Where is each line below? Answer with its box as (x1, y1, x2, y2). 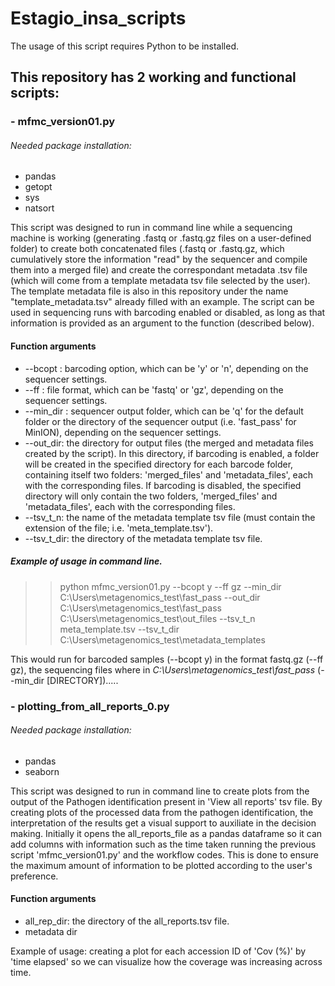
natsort (24, 202, 55, 214)
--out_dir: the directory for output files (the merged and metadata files (24, 437, 314, 449)
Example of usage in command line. (10, 555, 163, 567)
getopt (24, 181, 53, 193)
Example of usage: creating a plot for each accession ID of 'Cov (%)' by (10, 945, 307, 957)
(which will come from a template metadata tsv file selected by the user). (10, 275, 311, 287)
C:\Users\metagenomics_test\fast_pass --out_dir (59, 591, 261, 603)
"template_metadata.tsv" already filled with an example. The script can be (10, 296, 315, 308)
